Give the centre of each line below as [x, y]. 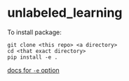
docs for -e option [33, 70]
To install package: [34, 32]
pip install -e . [33, 57]
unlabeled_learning [65, 13]
